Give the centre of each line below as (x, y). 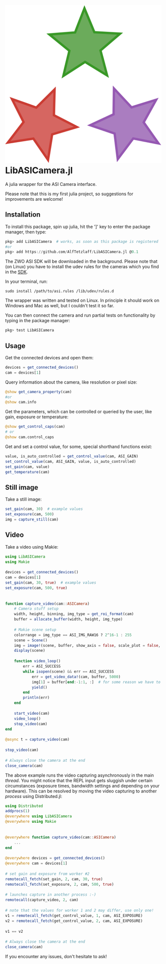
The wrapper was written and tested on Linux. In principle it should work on (82, 300)
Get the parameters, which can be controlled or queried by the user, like (79, 412)
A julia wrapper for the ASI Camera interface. (51, 184)
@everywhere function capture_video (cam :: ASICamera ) (61, 837)
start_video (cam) (32, 713)
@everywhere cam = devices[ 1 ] (36, 863)
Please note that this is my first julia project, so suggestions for (69, 194)
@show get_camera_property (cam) (38, 392)
